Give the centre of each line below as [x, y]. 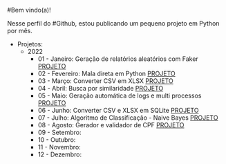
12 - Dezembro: [59, 154]
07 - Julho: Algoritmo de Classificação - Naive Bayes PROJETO [128, 118]
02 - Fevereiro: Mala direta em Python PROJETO [106, 73]
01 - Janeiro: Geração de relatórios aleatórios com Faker [118, 59]
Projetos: [30, 44]
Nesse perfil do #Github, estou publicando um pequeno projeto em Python [113, 23]
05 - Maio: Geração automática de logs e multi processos [120, 95]
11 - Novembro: [59, 147]
